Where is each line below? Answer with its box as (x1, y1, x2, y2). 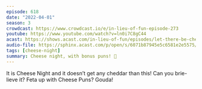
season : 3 (6, 20, 31, 26)
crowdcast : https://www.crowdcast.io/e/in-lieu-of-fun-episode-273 (6, 25, 179, 32)
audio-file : (6, 42, 36, 48)
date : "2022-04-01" (6, 14, 55, 20)
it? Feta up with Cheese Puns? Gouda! (19, 76, 114, 83)
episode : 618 (6, 8, 39, 15)
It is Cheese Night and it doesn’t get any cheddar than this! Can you (6, 69, 174, 76)
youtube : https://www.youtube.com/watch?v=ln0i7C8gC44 (6, 31, 147, 37)
